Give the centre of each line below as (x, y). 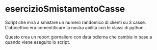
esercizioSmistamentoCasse (65, 9)
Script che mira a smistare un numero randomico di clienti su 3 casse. (76, 22)
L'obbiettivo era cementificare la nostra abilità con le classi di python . (76, 27)
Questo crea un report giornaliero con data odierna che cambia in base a (78, 37)
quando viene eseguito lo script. (38, 42)
